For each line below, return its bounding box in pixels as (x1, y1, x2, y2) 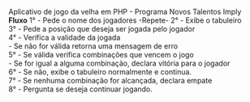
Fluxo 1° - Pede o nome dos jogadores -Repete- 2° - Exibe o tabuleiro (8, 15, 242, 25)
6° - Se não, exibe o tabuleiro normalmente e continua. (8, 67, 192, 76)
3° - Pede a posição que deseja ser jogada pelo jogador (8, 24, 196, 33)
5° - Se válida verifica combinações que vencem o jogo (8, 50, 195, 59)
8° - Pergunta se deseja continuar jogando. (8, 84, 153, 94)
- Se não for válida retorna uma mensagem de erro (8, 41, 179, 51)
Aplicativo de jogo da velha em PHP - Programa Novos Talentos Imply (8, 7, 242, 16)
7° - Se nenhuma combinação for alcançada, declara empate (8, 76, 213, 85)
